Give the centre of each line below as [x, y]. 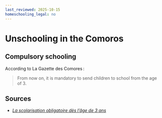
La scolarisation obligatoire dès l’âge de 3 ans [59, 111]
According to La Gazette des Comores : [45, 68]
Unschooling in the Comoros [64, 39]
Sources [18, 99]
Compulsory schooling [41, 57]
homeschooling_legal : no [30, 14]
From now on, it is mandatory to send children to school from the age [87, 78]
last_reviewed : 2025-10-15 [33, 10]
